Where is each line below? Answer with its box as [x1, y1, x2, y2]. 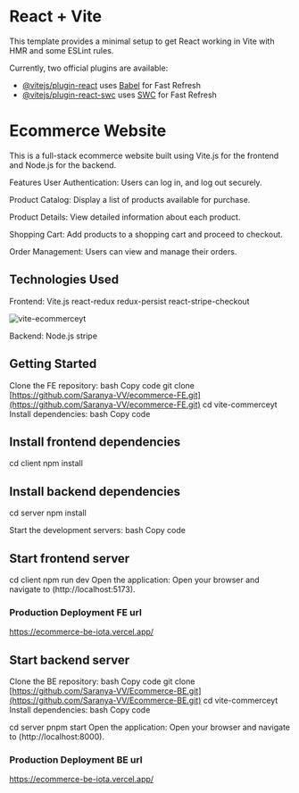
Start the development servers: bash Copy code [9, 525, 186, 536]
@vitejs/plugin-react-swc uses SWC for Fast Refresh [21, 89, 217, 100]
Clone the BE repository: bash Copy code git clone [9, 676, 195, 687]
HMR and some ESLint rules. [9, 45, 114, 55]
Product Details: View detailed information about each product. [9, 212, 241, 222]
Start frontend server [9, 551, 130, 566]
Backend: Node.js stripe [9, 330, 98, 341]
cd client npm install [9, 458, 83, 469]
